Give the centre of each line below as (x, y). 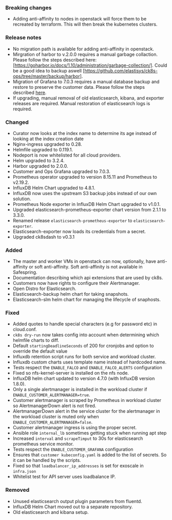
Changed (17, 122)
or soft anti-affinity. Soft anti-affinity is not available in (86, 267)
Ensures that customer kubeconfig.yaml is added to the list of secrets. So (90, 455)
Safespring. (25, 272)
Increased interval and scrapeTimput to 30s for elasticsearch (78, 438)
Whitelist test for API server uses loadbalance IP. (64, 477)
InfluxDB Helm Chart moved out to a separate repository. (73, 507)
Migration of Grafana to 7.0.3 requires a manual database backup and (86, 82)
